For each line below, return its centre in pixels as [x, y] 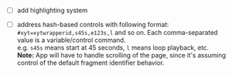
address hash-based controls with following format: [93, 25]
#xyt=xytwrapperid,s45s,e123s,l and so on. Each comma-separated [117, 33]
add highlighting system [52, 10]
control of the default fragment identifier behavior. [90, 63]
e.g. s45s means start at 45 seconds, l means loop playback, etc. [113, 48]
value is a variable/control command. [71, 40]
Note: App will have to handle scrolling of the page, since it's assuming [121, 55]
